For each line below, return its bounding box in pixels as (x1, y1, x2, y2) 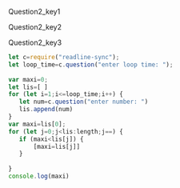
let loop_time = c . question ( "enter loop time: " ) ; (8, 60, 174, 69)
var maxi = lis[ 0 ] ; (8, 120, 66, 128)
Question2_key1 (8, 7, 61, 16)
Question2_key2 (8, 22, 62, 31)
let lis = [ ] (8, 83, 48, 91)
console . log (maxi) (8, 172, 70, 180)
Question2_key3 (8, 38, 62, 47)
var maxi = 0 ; (8, 75, 48, 83)
